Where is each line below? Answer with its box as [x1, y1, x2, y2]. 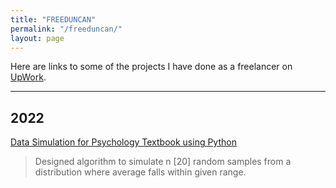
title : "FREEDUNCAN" [10, 14, 97, 25]
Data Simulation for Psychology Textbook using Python [10, 136, 237, 148]
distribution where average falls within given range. [34, 166, 247, 178]
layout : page [10, 33, 65, 43]
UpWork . [10, 71, 47, 83]
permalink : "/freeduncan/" [10, 24, 123, 34]
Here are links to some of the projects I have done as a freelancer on [10, 61, 293, 73]
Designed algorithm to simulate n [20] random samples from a [34, 156, 292, 168]
